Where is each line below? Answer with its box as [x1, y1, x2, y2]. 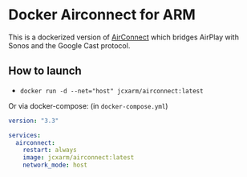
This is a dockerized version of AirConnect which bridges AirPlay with [8, 32, 239, 42]
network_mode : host [22, 161, 88, 170]
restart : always [22, 146, 78, 154]
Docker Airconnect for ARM [8, 6, 196, 24]
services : [8, 131, 42, 139]
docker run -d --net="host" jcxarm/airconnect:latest [19, 87, 204, 95]
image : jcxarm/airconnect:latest [22, 154, 135, 162]
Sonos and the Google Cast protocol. [8, 40, 131, 50]
